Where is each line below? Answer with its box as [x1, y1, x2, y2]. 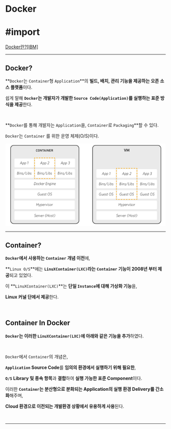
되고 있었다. [9, 272, 33, 278]
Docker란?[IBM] [5, 44, 39, 50]
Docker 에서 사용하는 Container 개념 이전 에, [5, 255, 91, 261]
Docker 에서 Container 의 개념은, [5, 353, 68, 359]
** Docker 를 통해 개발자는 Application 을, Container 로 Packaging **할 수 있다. [5, 122, 159, 128]
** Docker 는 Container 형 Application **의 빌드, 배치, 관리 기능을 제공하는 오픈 [5, 77, 159, 84]
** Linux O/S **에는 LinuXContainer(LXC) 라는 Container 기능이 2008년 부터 [5, 266, 157, 272]
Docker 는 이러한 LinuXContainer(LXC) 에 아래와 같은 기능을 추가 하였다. [5, 333, 144, 339]
